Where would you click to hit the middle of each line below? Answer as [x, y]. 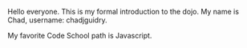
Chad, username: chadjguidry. [57, 20]
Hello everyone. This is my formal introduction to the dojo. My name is [123, 12]
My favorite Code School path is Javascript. [80, 36]
